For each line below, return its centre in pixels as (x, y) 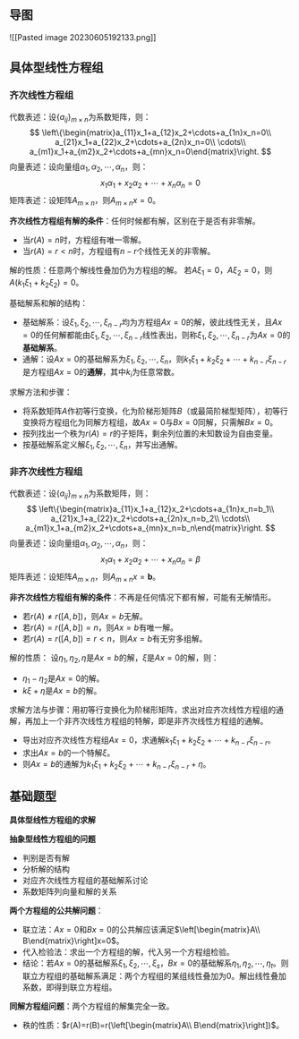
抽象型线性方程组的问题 (52, 839)
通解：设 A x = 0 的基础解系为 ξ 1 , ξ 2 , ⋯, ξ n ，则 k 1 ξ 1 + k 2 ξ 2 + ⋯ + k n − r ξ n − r (154, 360)
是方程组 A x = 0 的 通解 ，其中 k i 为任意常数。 (101, 373)
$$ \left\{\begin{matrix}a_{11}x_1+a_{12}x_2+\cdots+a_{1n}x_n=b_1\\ (150, 509)
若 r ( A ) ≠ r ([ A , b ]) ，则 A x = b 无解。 (85, 616)
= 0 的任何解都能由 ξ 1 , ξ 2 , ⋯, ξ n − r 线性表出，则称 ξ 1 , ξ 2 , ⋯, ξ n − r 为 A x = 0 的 (156, 336)
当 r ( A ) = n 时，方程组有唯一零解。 (84, 240)
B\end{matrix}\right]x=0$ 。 (73, 941)
